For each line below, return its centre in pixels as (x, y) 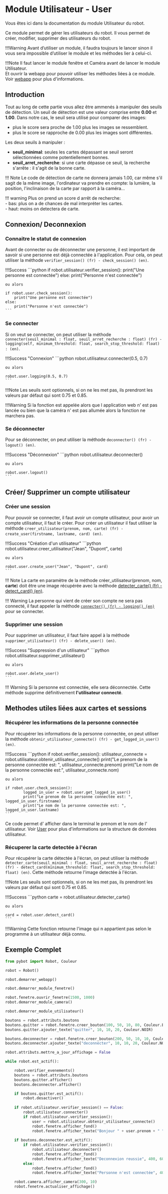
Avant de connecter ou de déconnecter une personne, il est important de (80, 250)
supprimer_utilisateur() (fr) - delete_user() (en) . (61, 641)
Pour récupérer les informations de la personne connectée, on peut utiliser (82, 733)
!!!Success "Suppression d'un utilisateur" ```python (57, 650)
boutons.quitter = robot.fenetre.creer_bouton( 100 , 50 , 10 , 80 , (73, 1025)
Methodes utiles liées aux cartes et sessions (76, 708)
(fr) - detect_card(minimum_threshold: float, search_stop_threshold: (80, 867)
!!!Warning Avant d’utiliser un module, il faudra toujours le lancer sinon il (79, 48)
